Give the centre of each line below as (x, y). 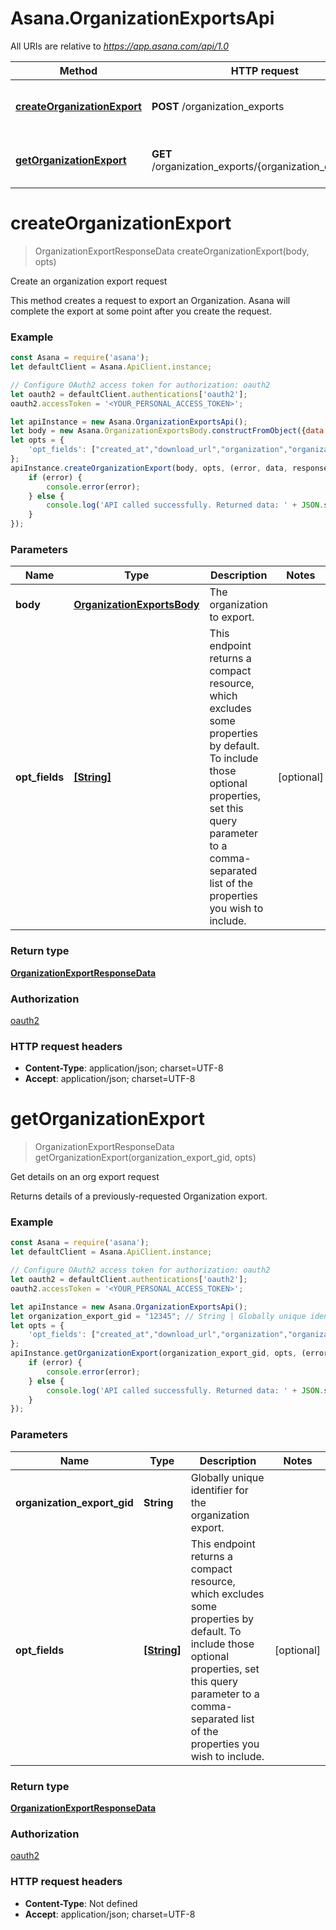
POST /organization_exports (218, 106)
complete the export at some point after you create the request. (141, 311)
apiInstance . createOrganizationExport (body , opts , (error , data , (149, 468)
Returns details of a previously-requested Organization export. (139, 1196)
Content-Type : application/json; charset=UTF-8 (124, 1068)
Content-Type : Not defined (81, 1903)
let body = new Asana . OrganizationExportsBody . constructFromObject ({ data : (169, 431)
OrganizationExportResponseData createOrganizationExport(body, (172, 251)
